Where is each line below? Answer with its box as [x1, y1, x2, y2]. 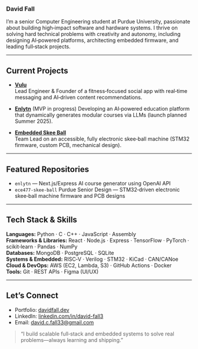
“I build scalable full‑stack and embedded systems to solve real [20, 330, 175, 337]
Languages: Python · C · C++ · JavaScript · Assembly [6, 230, 137, 237]
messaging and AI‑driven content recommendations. [14, 94, 143, 101]
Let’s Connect [6, 291, 59, 301]
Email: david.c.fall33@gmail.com [14, 318, 94, 325]
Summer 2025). [14, 118, 53, 125]
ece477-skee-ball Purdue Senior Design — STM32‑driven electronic [14, 186, 180, 193]
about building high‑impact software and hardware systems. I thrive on [6, 24, 178, 31]
